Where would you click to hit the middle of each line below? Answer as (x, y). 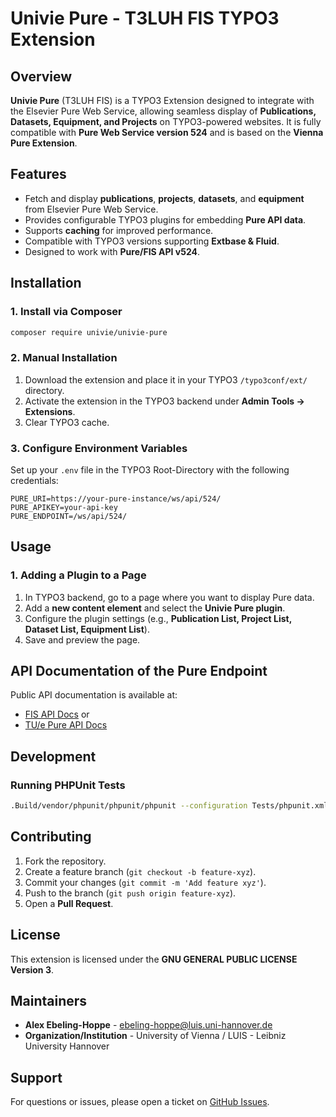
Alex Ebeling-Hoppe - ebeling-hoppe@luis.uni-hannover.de (148, 1025)
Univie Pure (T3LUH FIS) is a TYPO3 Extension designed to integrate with (162, 100)
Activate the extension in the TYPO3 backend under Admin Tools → (164, 401)
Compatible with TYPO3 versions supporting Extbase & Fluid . (152, 241)
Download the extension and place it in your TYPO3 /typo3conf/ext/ (166, 379)
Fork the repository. (65, 861)
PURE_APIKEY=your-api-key (64, 507)
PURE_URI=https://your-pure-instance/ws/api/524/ (116, 498)
